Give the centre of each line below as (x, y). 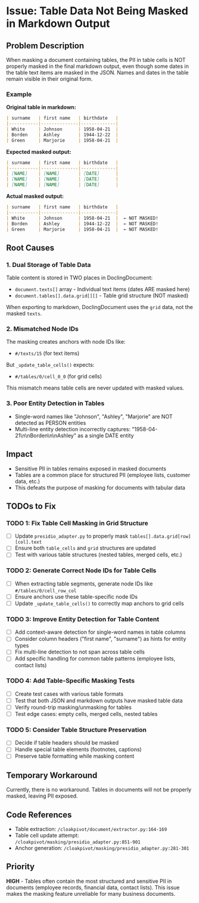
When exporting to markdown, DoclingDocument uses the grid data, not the (100, 307)
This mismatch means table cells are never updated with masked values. (95, 388)
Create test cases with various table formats (69, 694)
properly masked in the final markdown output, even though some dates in (98, 66)
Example (19, 94)
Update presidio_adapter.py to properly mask (71, 536)
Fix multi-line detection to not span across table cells (80, 652)
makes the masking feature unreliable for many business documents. (91, 893)
